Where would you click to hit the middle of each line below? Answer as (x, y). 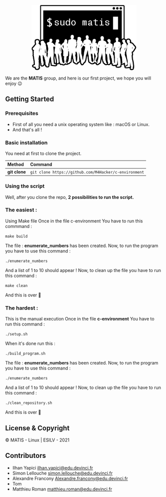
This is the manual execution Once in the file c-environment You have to (80, 319)
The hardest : (22, 308)
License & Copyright (37, 428)
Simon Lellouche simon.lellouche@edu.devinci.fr (63, 473)
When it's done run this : (30, 343)
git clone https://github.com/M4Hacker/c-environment (87, 172)
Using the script (25, 186)
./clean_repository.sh (29, 403)
